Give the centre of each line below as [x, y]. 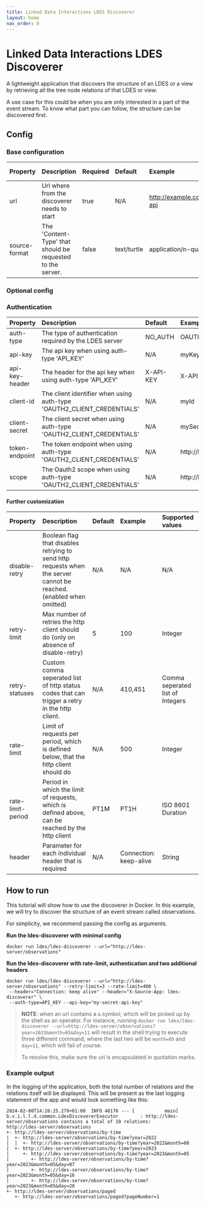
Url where [56, 186]
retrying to [57, 551]
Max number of [64, 615]
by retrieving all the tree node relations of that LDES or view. [82, 90]
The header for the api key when [88, 373]
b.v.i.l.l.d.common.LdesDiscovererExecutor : [75, 1116]
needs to [54, 209]
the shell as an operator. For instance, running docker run [93, 1020]
